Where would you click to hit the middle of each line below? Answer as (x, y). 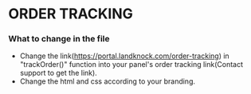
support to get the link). (58, 73)
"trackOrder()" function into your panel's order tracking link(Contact (131, 65)
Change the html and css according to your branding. (108, 81)
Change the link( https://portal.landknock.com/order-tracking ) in (124, 56)
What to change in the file (59, 39)
